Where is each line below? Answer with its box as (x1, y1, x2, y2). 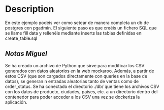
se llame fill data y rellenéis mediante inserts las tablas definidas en (5, 30, 142, 36)
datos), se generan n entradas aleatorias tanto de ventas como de (5, 78, 139, 84)
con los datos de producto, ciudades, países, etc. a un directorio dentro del (5, 88, 158, 94)
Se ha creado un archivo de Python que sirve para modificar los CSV (5, 62, 145, 68)
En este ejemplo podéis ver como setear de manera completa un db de (5, 20, 149, 26)
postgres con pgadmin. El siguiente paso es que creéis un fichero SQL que (5, 25, 157, 30)
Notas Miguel (5, 50, 48, 58)
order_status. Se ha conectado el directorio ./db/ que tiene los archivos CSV (5, 83, 160, 89)
